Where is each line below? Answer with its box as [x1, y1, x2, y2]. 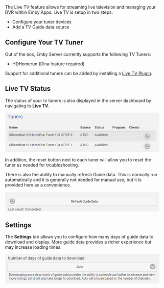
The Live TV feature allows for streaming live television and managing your [5, 4, 156, 10]
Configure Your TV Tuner [5, 38, 83, 47]
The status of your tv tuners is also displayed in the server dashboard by [5, 98, 152, 104]
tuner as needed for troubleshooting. [5, 162, 79, 168]
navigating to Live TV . [5, 103, 50, 108]
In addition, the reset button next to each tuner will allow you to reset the [5, 157, 151, 163]
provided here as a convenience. [5, 182, 71, 188]
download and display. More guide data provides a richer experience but [5, 239, 152, 245]
